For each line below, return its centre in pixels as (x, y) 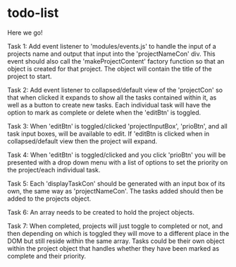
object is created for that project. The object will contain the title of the (110, 69)
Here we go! (25, 32)
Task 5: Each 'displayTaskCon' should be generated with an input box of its (116, 183)
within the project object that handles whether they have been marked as (113, 248)
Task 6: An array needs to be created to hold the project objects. (101, 212)
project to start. (30, 76)
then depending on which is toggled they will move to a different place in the (118, 233)
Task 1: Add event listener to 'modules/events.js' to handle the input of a (112, 46)
